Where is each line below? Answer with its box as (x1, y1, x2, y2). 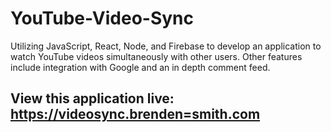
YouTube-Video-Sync (10, 7, 195, 30)
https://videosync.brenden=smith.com (10, 106, 261, 123)
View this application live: (10, 90, 175, 107)
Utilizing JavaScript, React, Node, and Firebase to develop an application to (10, 40, 322, 52)
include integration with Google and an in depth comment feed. (10, 61, 271, 73)
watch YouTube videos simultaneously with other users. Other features (10, 50, 303, 62)
